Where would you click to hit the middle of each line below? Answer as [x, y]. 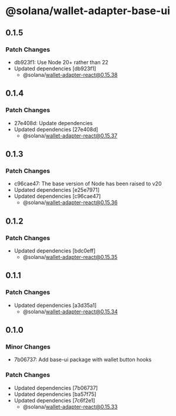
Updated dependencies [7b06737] [56, 388]
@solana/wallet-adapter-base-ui [88, 11]
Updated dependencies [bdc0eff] [55, 250]
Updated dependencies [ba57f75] [55, 394]
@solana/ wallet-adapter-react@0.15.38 [70, 74]
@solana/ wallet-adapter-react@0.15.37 [70, 135]
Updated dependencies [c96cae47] [57, 196]
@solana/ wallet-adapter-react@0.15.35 [70, 257]
